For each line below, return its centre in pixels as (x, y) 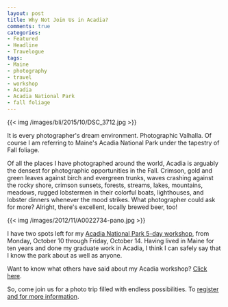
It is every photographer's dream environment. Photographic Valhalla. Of (110, 135)
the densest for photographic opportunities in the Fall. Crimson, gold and (110, 170)
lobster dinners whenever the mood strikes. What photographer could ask (111, 199)
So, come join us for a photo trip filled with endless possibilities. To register (113, 289)
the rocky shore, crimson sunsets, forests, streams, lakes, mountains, (105, 185)
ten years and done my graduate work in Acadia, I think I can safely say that (114, 248)
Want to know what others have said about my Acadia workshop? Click (107, 269)
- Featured (23, 39)
